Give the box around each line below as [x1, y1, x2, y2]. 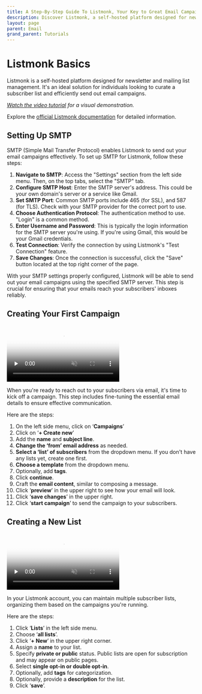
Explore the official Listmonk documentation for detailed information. [7, 113, 176, 120]
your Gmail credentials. [15, 235, 73, 242]
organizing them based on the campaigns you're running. [7, 601, 149, 608]
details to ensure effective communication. [7, 399, 113, 406]
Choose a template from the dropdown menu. [15, 461, 129, 468]
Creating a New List [7, 517, 82, 527]
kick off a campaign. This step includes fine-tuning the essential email [7, 392, 180, 400]
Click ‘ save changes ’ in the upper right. [15, 493, 113, 500]
